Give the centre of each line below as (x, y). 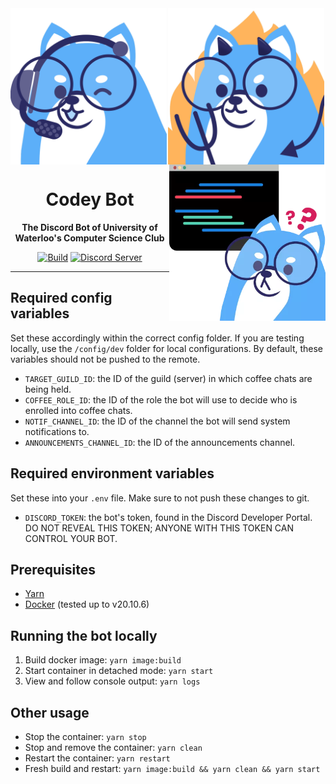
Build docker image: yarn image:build (103, 660)
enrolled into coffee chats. (78, 410)
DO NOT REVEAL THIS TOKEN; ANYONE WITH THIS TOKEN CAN (159, 528)
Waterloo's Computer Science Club (89, 238)
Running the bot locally (84, 635)
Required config (61, 298)
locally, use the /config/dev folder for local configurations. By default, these (167, 348)
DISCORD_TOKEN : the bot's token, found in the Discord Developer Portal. (168, 517)
